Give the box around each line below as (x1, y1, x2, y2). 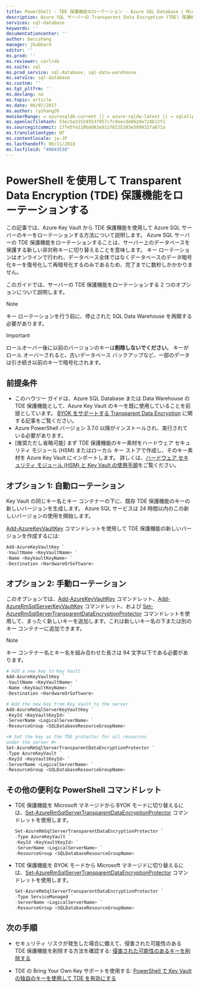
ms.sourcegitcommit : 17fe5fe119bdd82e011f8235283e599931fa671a (6, 124, 166, 130)
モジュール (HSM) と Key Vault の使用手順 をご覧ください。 (36, 462, 179, 469)
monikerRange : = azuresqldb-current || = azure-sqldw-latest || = (6, 113, 174, 119)
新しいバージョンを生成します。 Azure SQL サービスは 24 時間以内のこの (6, 505, 184, 512)
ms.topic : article (6, 97, 52, 103)
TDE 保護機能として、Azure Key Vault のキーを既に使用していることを (14, 403, 186, 410)
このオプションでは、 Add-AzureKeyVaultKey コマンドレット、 (6, 595, 158, 602)
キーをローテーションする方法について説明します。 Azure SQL (21, 232, 174, 239)
